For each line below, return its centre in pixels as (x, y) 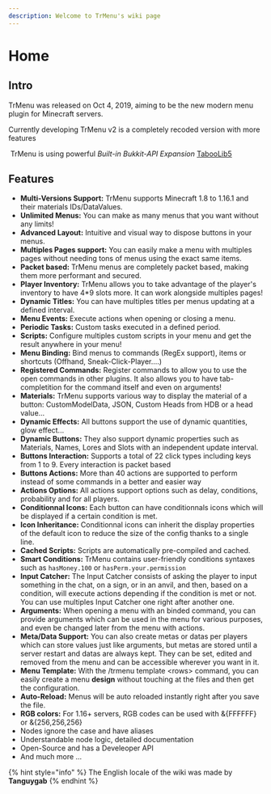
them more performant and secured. (80, 276)
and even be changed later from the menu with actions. (112, 628)
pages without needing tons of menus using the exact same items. (131, 259)
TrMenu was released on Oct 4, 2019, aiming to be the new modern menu (131, 105)
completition (41, 387)
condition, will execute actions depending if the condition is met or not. (138, 593)
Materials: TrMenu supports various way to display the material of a (133, 396)
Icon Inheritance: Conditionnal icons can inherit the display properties (137, 525)
